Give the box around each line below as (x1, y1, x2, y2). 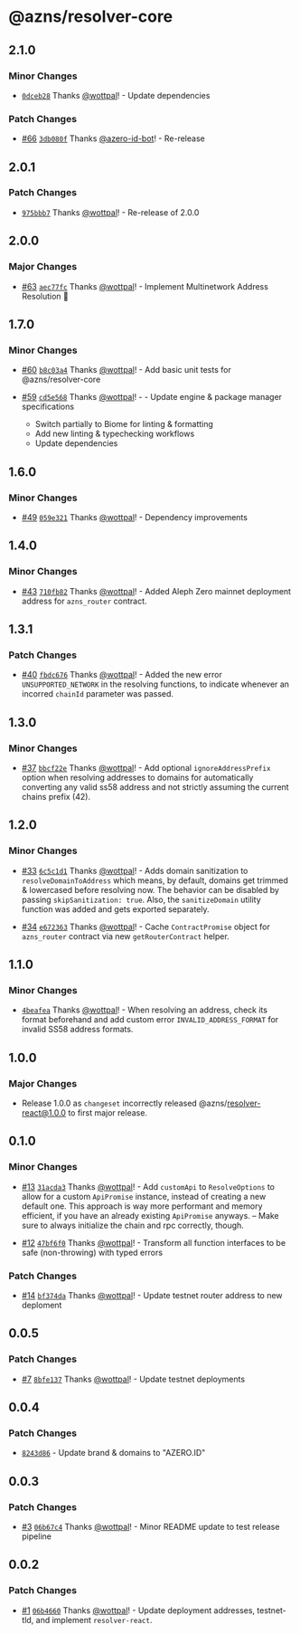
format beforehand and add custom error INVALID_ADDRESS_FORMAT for (21, 1014, 279, 1025)
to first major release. (68, 1107, 148, 1118)
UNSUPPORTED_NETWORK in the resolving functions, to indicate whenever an (21, 679, 290, 689)
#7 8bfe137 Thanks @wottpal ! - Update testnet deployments (21, 1373, 246, 1384)
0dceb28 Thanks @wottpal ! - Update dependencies (21, 90, 211, 100)
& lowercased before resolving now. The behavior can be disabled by (21, 884, 279, 895)
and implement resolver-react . (35, 1614, 153, 1625)
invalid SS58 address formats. (21, 1024, 134, 1035)
